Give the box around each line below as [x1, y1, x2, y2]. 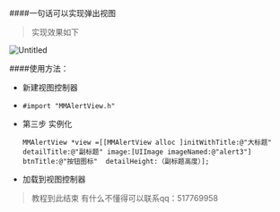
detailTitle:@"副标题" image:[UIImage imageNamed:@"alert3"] [22, 148, 252, 157]
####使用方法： [9, 64, 69, 73]
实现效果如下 [31, 27, 79, 38]
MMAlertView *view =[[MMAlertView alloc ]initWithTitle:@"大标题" [22, 138, 272, 147]
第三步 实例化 [22, 119, 73, 129]
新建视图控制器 [22, 82, 78, 92]
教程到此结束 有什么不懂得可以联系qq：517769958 [31, 193, 218, 203]
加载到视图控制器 [22, 174, 86, 184]
